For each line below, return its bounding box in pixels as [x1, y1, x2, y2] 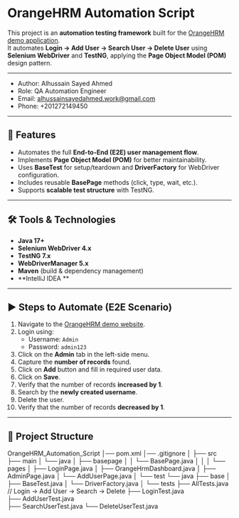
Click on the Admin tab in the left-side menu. [17, 350, 150, 359]
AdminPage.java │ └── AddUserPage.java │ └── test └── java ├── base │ [7, 472, 230, 480]
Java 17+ [17, 236, 45, 244]
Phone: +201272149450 [17, 102, 88, 110]
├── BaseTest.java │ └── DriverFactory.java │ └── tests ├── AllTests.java [7, 480, 229, 488]
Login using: [17, 328, 55, 336]
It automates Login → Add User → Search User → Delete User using [7, 43, 208, 52]
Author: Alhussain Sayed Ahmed [17, 79, 112, 87]
